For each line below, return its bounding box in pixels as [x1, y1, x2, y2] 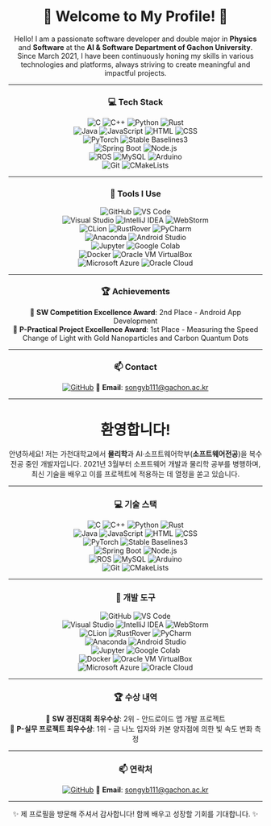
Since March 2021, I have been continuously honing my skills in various [17, 51, 254, 60]
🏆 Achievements [100, 286, 171, 297]
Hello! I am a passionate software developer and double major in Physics [14, 34, 257, 44]
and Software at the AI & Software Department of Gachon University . [18, 42, 253, 52]
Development [113, 316, 158, 326]
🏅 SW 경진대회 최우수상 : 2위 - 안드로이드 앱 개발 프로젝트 [45, 713, 226, 724]
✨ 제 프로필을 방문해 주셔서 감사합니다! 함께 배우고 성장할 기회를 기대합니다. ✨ [12, 809, 259, 819]
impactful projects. [104, 68, 167, 77]
